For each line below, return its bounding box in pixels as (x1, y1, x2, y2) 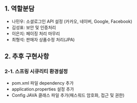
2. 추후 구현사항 (4, 52, 49, 61)
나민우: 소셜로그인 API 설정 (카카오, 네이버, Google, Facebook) (11, 18, 133, 24)
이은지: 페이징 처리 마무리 (11, 31, 60, 36)
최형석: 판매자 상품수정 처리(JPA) (11, 36, 75, 42)
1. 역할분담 (4, 4, 35, 13)
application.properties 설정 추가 (11, 86, 74, 92)
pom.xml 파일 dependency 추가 (11, 80, 74, 86)
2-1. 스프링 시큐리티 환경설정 (4, 68, 68, 75)
